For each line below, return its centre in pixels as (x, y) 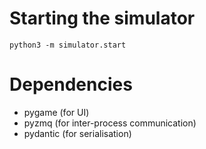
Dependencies (71, 84)
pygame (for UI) (56, 112)
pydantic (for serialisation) (77, 133)
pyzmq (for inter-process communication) (110, 123)
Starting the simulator (102, 18)
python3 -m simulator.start (68, 45)
